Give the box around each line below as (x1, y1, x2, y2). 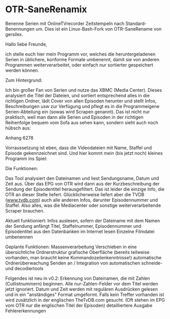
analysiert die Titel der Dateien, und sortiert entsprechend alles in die (5, 92, 150, 98)
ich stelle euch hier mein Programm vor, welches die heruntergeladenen (5, 51, 156, 57)
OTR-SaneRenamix (5, 4, 87, 15)
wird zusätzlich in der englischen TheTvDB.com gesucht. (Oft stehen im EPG (5, 297, 165, 303)
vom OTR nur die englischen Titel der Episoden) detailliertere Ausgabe (5, 302, 153, 308)
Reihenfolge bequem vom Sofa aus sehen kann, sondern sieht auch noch (5, 119, 158, 125)
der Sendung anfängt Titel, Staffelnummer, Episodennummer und (5, 223, 142, 229)
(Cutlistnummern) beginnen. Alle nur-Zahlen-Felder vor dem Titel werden (5, 280, 158, 286)
